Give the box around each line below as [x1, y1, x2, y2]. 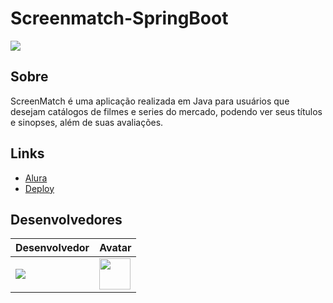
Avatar [99, 241, 132, 255]
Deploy [24, 182, 55, 194]
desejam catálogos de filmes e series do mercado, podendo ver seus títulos [10, 105, 323, 117]
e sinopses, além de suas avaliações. [10, 116, 164, 128]
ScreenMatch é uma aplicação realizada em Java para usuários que [10, 95, 290, 107]
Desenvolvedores [10, 211, 123, 228]
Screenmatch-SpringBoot [10, 7, 229, 30]
